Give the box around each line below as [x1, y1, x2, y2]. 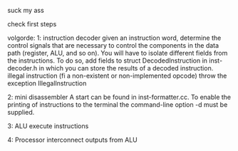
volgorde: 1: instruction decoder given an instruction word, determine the [7, 33, 222, 42]
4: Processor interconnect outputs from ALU [7, 135, 138, 144]
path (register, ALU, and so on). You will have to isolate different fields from [7, 49, 228, 57]
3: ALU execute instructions [7, 122, 89, 130]
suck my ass [7, 6, 44, 14]
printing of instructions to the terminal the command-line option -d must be [7, 100, 228, 109]
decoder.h [7, 64, 38, 72]
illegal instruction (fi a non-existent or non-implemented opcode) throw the [7, 71, 227, 80]
